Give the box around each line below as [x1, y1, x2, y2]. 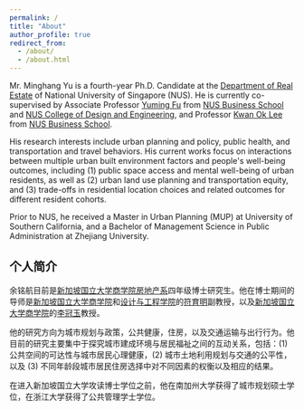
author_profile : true [9, 30, 91, 39]
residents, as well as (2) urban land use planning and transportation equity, [9, 175, 289, 186]
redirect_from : [9, 38, 67, 48]
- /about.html [17, 55, 71, 64]
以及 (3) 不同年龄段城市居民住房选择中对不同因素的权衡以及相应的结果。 [9, 360, 279, 371]
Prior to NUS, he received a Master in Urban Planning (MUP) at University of [9, 212, 293, 222]
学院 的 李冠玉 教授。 [33, 307, 105, 318]
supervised [9, 100, 52, 110]
